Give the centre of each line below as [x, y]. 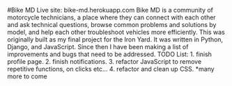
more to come [27, 76]
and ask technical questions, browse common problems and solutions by [112, 25]
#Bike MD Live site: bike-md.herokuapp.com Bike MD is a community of [110, 10]
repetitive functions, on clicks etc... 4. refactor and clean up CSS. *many [111, 69]
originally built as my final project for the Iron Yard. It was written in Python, [115, 40]
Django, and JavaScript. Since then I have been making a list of [98, 47]
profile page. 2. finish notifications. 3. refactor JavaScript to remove [105, 61]
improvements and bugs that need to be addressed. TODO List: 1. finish [110, 54]
